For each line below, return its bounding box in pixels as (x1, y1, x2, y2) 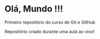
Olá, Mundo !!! (4, 3, 63, 14)
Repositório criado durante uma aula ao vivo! (4, 28, 95, 34)
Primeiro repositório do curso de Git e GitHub (4, 19, 96, 25)
